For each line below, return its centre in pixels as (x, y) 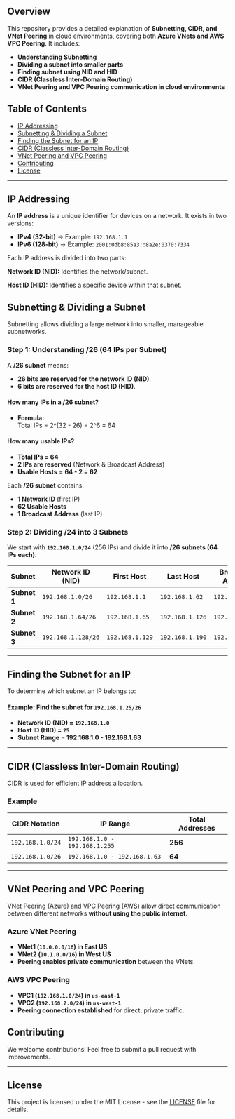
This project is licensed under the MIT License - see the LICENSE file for (111, 1102)
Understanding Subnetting (57, 57)
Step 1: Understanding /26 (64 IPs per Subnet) (87, 350)
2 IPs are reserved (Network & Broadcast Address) (91, 464)
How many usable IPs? (41, 441)
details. (18, 1110)
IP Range (115, 824)
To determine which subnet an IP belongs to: (72, 691)
